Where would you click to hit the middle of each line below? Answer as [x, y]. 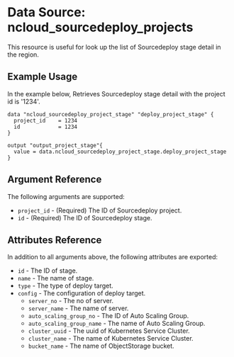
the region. [23, 55]
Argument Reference [55, 180]
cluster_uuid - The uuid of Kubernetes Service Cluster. [109, 331]
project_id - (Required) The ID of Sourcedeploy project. [100, 210]
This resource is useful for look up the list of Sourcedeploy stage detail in [114, 47]
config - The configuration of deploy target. [82, 293]
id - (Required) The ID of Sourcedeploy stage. [85, 217]
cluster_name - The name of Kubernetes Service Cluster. [111, 339]
